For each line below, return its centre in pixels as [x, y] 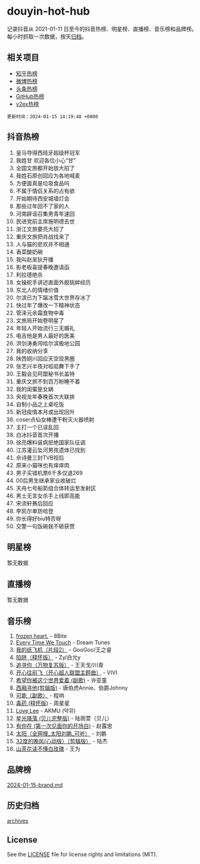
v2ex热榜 [27, 104]
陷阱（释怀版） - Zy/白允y [48, 657]
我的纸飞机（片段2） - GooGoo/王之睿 [64, 650]
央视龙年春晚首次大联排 [45, 396]
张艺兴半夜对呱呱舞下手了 [48, 366]
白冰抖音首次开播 [37, 435]
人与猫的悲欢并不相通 [42, 244]
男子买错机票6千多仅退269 [49, 473]
